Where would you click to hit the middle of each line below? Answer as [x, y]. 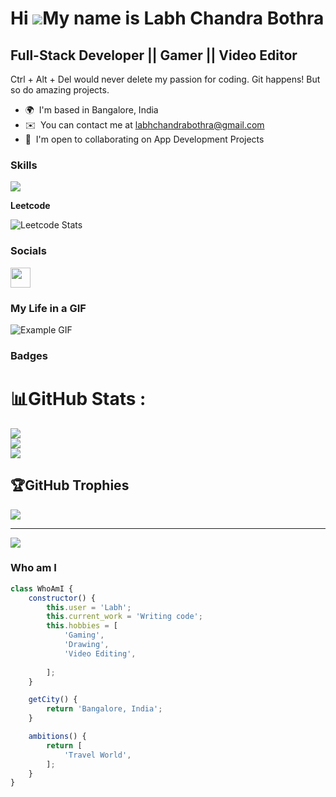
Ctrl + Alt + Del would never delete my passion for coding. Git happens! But [165, 79]
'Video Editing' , [100, 653]
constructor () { [62, 598]
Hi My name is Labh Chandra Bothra [167, 18]
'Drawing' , [86, 645]
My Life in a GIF [48, 308]
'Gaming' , [84, 635]
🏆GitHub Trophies [70, 485]
